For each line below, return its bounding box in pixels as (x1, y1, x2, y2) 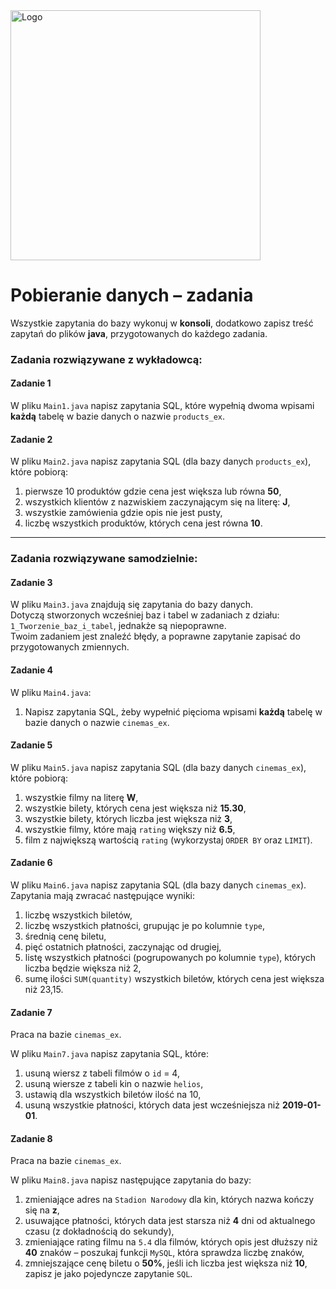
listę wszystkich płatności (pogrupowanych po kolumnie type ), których (24, 952, 317, 963)
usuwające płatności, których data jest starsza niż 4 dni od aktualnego (24, 1215, 316, 1227)
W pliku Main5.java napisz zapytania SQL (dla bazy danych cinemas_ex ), (10, 761, 307, 773)
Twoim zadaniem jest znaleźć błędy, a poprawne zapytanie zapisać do (10, 630, 301, 643)
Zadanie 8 (10, 1132, 53, 1144)
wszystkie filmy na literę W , (24, 791, 139, 803)
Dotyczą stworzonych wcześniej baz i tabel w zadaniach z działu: (10, 609, 280, 621)
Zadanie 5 (10, 739, 53, 751)
